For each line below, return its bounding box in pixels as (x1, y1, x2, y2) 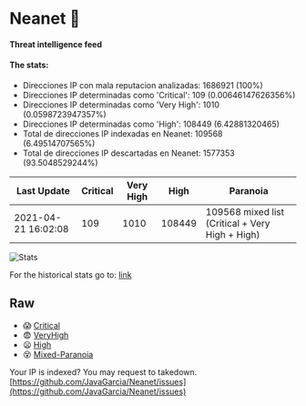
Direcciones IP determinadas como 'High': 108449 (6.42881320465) (22, 118, 280, 129)
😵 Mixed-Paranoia (22, 349, 94, 360)
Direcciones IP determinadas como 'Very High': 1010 (22, 99, 220, 110)
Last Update (16, 184, 71, 197)
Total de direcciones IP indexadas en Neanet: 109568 (22, 127, 223, 139)
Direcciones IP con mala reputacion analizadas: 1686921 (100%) (22, 79, 264, 90)
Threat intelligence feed (9, 38, 103, 49)
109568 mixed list (205, 205, 285, 218)
